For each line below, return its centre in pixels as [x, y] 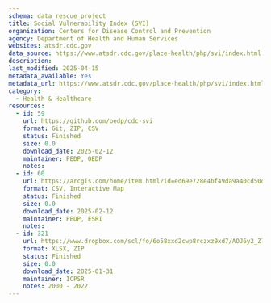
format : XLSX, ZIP [54, 249]
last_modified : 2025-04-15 [54, 69]
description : [30, 61]
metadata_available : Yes [50, 76]
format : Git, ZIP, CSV [61, 128]
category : [25, 91]
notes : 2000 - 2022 [56, 286]
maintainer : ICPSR [54, 279]
